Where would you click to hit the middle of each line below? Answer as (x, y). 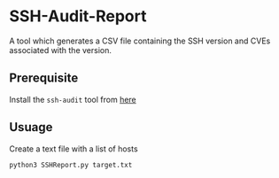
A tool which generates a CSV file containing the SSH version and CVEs (140, 41)
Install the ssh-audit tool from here (73, 99)
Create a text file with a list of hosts (74, 149)
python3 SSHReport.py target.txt (71, 165)
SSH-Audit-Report (78, 16)
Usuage (31, 127)
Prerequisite (44, 78)
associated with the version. (61, 50)
